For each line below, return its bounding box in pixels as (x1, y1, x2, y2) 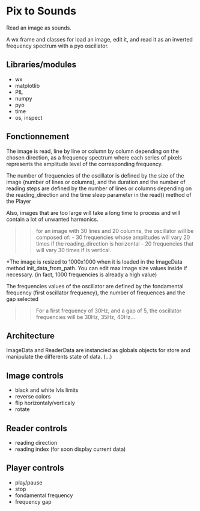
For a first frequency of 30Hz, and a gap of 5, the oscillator (35, 307, 182, 314)
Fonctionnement (6, 131, 70, 142)
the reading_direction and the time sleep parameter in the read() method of (6, 191, 192, 198)
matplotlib (14, 82, 40, 89)
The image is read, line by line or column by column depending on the (6, 147, 179, 155)
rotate (14, 406, 30, 413)
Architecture (6, 330, 55, 341)
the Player (6, 197, 31, 205)
